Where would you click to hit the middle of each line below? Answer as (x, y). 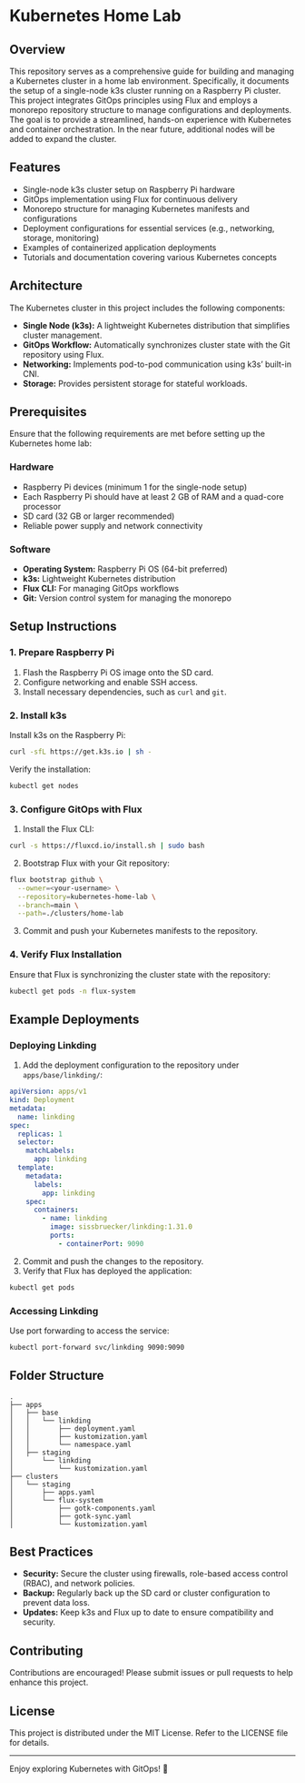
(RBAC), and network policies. (79, 1584)
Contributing (46, 1651)
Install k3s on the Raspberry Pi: (68, 735)
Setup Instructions (63, 627)
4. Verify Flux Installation (66, 955)
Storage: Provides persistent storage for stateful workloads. (135, 383)
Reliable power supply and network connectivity (113, 525)
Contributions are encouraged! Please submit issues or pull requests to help (151, 1673)
